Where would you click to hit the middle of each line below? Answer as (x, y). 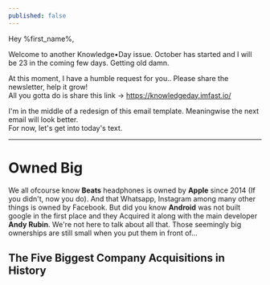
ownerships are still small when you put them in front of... (103, 233)
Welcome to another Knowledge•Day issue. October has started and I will (130, 54)
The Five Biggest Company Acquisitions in (117, 258)
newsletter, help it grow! (48, 87)
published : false (37, 16)
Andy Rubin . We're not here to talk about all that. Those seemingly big (125, 224)
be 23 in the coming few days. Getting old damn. (89, 63)
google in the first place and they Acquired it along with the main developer (133, 216)
